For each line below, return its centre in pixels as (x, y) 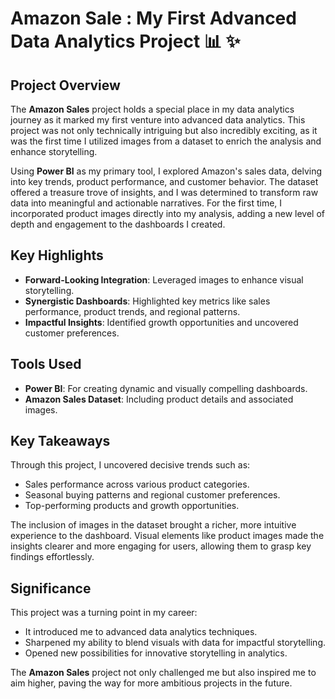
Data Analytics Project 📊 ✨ (125, 41)
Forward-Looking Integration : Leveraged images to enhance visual (164, 279)
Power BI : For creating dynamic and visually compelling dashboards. (166, 388)
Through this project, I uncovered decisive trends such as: (130, 465)
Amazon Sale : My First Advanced (153, 18)
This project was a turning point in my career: (104, 613)
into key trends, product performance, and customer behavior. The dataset (164, 181)
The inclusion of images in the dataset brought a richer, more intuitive (153, 525)
